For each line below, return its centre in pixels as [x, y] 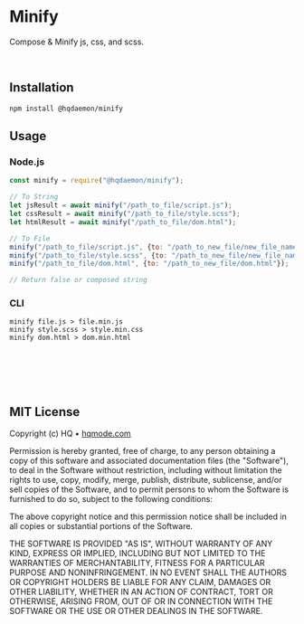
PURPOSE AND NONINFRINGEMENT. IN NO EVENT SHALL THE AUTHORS [148, 572]
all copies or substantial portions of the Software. [101, 526]
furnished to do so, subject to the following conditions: [111, 499]
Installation [42, 88]
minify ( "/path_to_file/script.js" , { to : [87, 247]
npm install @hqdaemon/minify [66, 109]
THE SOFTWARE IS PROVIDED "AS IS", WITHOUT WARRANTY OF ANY [141, 544]
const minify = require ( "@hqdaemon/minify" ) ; [96, 181]
